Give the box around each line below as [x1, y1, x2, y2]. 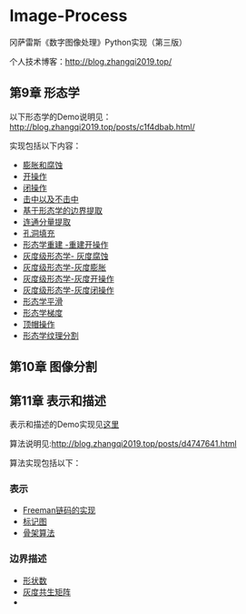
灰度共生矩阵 [22, 586, 71, 597]
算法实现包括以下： [9, 457, 82, 468]
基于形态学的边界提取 [22, 205, 103, 216]
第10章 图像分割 [9, 359, 98, 375]
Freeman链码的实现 [22, 505, 96, 516]
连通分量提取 [22, 216, 71, 227]
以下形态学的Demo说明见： [9, 111, 112, 122]
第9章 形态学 [9, 86, 80, 101]
